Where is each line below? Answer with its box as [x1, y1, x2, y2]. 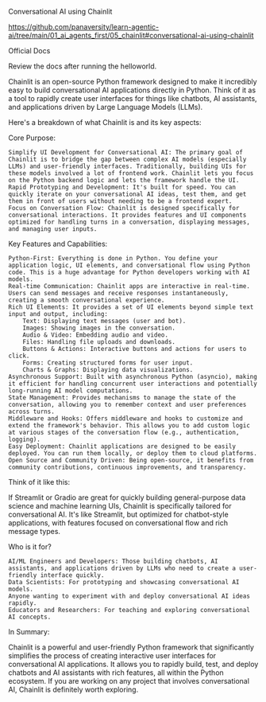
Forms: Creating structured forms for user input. [22, 359, 194, 367]
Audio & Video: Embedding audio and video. [22, 331, 169, 339]
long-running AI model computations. [8, 387, 133, 395]
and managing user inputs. [8, 225, 98, 233]
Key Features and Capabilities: [8, 239, 108, 248]
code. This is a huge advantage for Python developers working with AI [8, 268, 250, 276]
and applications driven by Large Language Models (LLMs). [8, 103, 203, 111]
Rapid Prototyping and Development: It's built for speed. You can [8, 183, 237, 191]
